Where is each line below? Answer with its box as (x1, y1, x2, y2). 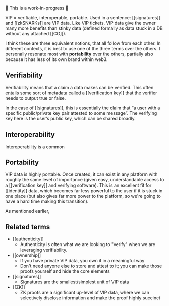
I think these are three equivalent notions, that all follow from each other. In (5, 40, 161, 46)
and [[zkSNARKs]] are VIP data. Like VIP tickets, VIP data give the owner (5, 20, 156, 26)
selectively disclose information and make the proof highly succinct (20, 295, 160, 301)
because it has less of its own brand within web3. (5, 56, 108, 63)
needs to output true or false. (5, 95, 66, 101)
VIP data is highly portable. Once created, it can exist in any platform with (5, 171, 158, 177)
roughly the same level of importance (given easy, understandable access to (5, 177, 164, 183)
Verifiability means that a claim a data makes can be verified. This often (5, 84, 154, 90)
